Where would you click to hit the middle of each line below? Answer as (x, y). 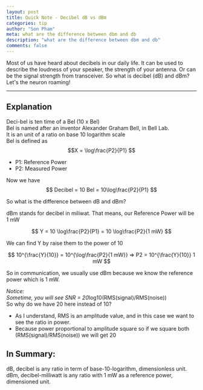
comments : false (27, 46)
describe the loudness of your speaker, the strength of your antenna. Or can (101, 69)
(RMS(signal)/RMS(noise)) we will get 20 (66, 335)
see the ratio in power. (43, 322)
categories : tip (27, 23)
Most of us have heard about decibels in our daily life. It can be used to (95, 63)
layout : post (23, 12)
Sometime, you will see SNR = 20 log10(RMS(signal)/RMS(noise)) (87, 297)
